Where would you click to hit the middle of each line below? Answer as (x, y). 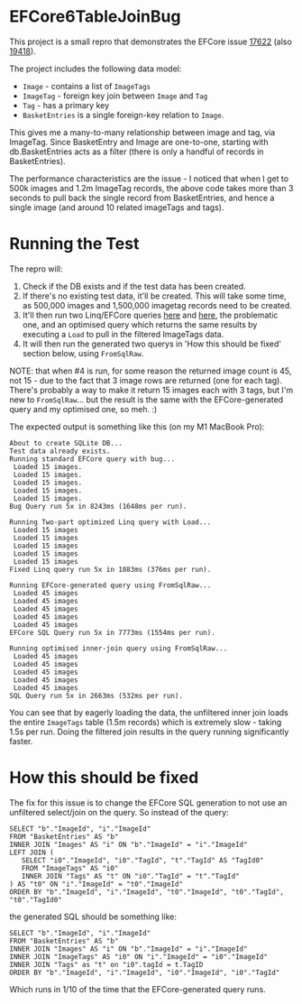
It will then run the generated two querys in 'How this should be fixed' (152, 344)
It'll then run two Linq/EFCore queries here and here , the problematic (150, 315)
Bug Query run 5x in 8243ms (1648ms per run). (98, 506)
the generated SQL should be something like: (93, 916)
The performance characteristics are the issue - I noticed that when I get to (149, 179)
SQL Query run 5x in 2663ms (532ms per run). (96, 695)
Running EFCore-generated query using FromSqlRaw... (110, 585)
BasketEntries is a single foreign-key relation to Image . (123, 115)
